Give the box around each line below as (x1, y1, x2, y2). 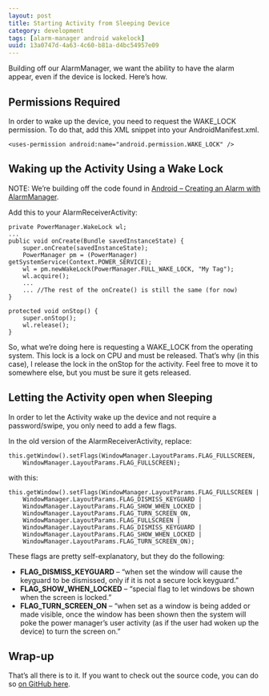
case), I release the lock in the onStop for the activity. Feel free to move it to (8, 359, 259, 368)
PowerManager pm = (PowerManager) (22, 251, 138, 259)
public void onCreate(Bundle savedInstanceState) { (8, 237, 184, 245)
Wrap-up (8, 650, 54, 663)
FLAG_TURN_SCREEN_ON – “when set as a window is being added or (19, 601, 251, 610)
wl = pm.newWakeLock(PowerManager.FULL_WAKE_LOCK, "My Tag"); (22, 265, 235, 273)
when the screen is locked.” (19, 592, 112, 601)
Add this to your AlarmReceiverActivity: (8, 207, 138, 217)
